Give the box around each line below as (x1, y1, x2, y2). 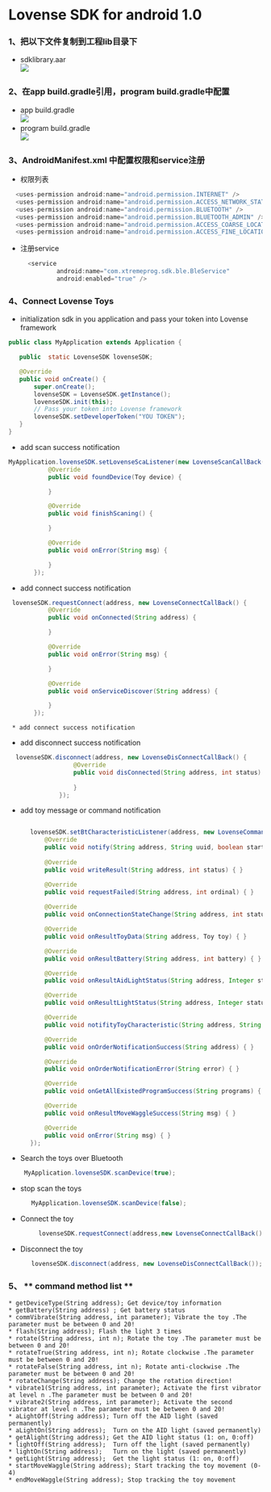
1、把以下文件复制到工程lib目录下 (8, 36, 138, 48)
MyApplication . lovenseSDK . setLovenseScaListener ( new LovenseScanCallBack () (8, 458, 269, 466)
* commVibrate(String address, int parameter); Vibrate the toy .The (8, 1313, 248, 1322)
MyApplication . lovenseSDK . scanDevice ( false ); (31, 1200, 187, 1208)
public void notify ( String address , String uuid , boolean (44, 843, 244, 851)
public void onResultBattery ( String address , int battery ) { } (44, 955, 262, 963)
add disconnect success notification (19, 738, 141, 748)
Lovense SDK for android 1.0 (8, 6, 202, 24)
